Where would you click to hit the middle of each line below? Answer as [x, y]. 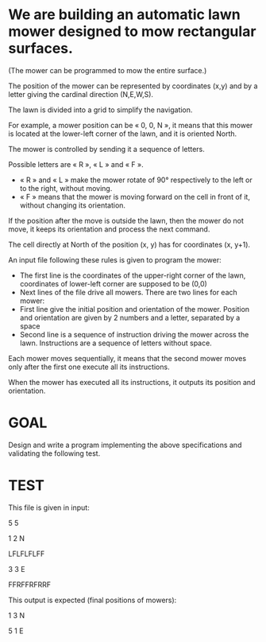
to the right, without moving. [66, 188]
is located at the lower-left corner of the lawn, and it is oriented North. [123, 134]
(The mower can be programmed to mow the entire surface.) [108, 70]
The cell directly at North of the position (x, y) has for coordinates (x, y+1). [129, 244]
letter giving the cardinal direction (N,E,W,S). [81, 94]
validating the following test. [54, 453]
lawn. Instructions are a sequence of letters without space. [116, 343]
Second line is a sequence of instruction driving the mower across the [134, 334]
